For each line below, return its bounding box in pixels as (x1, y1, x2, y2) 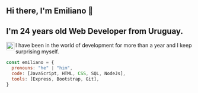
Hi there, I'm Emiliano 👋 (6, 6, 94, 16)
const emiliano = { (6, 60, 55, 66)
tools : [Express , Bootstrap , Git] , (11, 76, 100, 82)
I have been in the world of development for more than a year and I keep (15, 42, 192, 49)
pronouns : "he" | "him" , (11, 65, 73, 71)
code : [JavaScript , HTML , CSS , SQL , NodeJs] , (11, 70, 126, 76)
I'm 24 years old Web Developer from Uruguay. (6, 26, 184, 36)
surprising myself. (15, 48, 59, 55)
